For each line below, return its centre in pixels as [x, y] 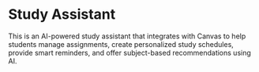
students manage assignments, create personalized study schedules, [121, 44]
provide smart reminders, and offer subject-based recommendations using [129, 52]
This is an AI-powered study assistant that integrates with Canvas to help [127, 36]
